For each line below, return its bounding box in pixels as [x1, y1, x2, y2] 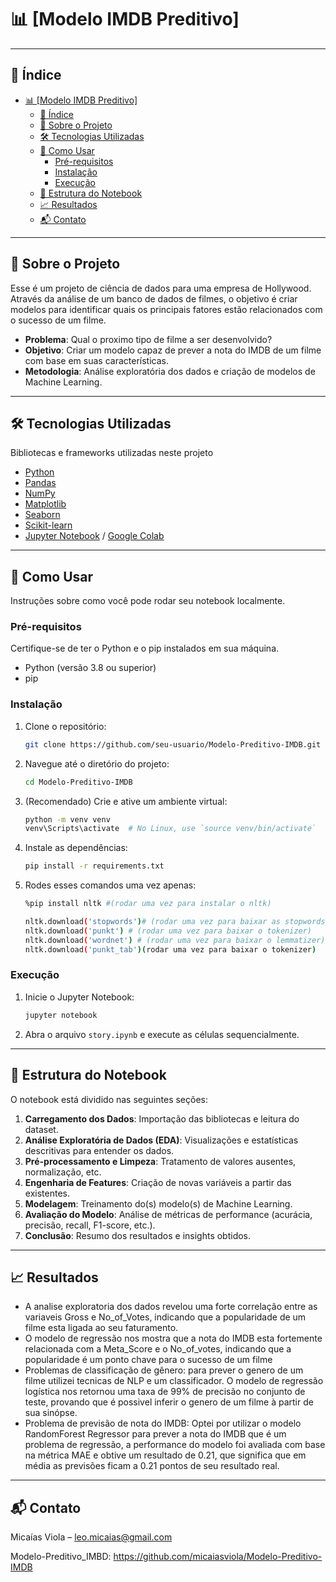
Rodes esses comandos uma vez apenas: [24, 879, 197, 891]
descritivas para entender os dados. [24, 1144, 175, 1156]
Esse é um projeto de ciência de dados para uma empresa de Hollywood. [10, 282, 312, 294]
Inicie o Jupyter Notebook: [24, 991, 135, 1003]
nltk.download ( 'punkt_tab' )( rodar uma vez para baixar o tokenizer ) [24, 944, 317, 955]
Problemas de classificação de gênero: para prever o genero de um [24, 1364, 304, 1376]
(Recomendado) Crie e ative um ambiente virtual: [24, 795, 228, 807]
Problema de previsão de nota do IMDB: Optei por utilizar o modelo [24, 1417, 302, 1430]
